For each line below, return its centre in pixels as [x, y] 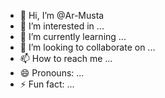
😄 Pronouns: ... [52, 73]
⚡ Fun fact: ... [47, 84]
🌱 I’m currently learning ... [73, 36]
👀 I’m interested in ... [62, 26]
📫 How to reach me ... [66, 58]
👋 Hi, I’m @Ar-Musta [62, 15]
